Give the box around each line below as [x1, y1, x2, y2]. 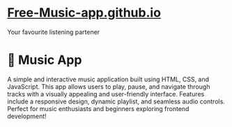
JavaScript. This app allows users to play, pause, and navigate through [7, 82, 210, 91]
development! [7, 112, 47, 120]
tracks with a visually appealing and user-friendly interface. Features [7, 90, 205, 98]
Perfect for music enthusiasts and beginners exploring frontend [7, 104, 190, 112]
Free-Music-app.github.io [7, 5, 162, 21]
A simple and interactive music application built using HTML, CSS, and [7, 75, 210, 83]
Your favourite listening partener [7, 28, 100, 36]
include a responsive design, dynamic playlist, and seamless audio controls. [7, 97, 225, 105]
